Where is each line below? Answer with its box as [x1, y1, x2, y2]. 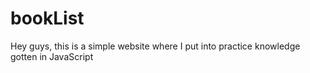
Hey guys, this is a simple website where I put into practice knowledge [10, 40, 301, 52]
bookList [10, 7, 85, 30]
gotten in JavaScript [10, 50, 94, 62]
